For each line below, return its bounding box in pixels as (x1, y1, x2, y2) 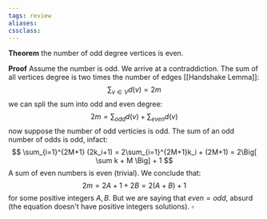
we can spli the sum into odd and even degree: (8, 99, 163, 109)
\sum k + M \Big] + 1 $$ (95, 155, 173, 165)
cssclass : (8, 26, 42, 34)
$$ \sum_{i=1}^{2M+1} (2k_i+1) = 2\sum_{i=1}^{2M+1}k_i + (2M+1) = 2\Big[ (11, 147, 257, 157)
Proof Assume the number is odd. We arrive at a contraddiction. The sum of (8, 64, 258, 74)
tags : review (8, 11, 52, 20)
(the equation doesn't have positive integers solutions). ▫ (8, 201, 194, 211)
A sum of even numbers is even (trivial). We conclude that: (8, 168, 201, 177)
